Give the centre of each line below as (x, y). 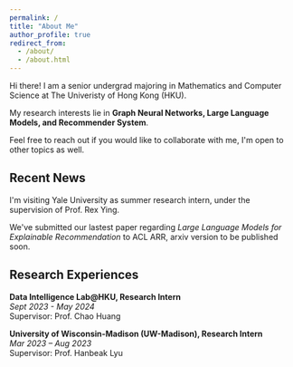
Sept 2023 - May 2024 (52, 306)
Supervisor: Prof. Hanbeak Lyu (66, 353)
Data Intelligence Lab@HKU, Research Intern (95, 296)
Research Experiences (74, 275)
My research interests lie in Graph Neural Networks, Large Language (139, 113)
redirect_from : (38, 43)
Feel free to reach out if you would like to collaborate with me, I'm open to (146, 140)
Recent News (47, 178)
